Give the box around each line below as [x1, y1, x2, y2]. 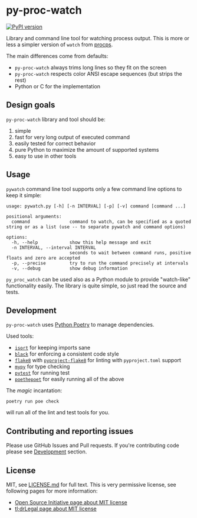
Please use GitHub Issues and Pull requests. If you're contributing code [6, 442, 179, 449]
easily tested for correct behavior [14, 140, 96, 147]
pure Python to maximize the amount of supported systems [14, 146, 159, 153]
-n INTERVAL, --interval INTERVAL [11, 244, 96, 251]
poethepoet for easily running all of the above [14, 376, 124, 383]
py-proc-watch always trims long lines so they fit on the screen [14, 63, 167, 71]
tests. [6, 288, 19, 295]
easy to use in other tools [14, 152, 77, 159]
